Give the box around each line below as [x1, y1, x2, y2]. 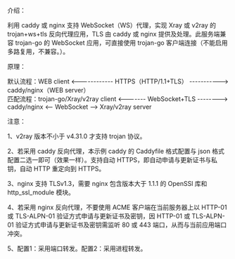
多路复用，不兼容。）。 [7, 48, 69, 55]
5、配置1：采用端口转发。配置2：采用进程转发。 [7, 244, 147, 253]
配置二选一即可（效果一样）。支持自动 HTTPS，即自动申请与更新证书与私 [7, 156, 218, 164]
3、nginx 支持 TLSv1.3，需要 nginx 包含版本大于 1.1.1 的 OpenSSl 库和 [7, 180, 208, 187]
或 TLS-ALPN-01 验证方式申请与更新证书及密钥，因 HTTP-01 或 [7, 212, 191, 220]
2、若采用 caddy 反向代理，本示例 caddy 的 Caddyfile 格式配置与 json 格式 [7, 147, 225, 155]
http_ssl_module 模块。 [7, 188, 75, 197]
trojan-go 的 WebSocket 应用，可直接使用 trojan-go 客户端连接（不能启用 [15, 39, 228, 47]
